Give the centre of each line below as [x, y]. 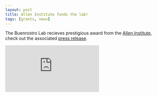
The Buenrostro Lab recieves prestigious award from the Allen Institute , [79, 33]
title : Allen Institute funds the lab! [47, 14]
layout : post [19, 10]
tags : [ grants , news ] [28, 19]
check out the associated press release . [46, 38]
